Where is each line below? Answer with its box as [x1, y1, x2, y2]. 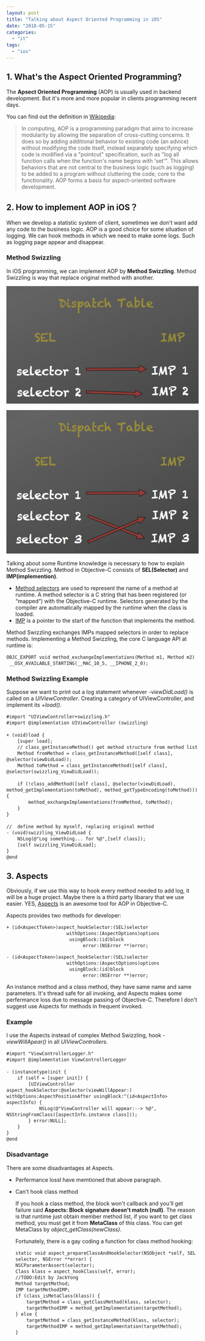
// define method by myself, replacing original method [6, 824, 154, 830]
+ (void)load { [6, 732, 45, 739]
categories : [6, 29, 37, 35]
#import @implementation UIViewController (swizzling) [6, 720, 149, 726]
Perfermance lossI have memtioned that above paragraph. [15, 1176, 162, 1184]
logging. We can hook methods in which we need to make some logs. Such [6, 232, 195, 239]
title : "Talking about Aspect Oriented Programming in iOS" [6, 16, 163, 23]
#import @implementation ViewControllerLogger [6, 1057, 127, 1063]
